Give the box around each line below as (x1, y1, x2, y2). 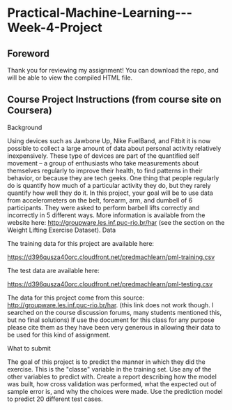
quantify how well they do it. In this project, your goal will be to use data (7, 189, 214, 197)
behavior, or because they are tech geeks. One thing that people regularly (7, 173, 219, 182)
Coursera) (7, 105, 52, 117)
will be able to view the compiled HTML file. (7, 73, 133, 82)
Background (7, 123, 42, 131)
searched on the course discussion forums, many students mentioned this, (7, 308, 222, 316)
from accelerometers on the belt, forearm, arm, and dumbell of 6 (7, 196, 193, 204)
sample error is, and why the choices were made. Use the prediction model (7, 387, 223, 395)
